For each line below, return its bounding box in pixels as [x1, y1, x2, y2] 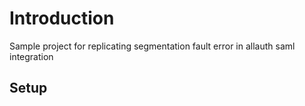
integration [9, 50, 54, 62]
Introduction [9, 7, 115, 30]
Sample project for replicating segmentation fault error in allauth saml [9, 40, 296, 52]
